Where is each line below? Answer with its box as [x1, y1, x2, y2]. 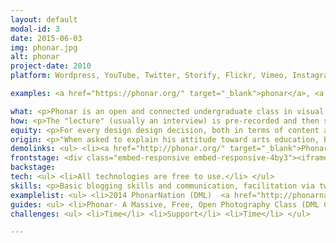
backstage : [10, 162, 56, 173]
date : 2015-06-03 [10, 33, 83, 43]
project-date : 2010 [10, 61, 92, 71]
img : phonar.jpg [10, 42, 78, 53]
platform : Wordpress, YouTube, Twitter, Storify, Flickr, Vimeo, [10, 71, 288, 81]
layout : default [10, 14, 78, 25]
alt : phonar [10, 52, 60, 62]
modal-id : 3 [10, 24, 60, 34]
